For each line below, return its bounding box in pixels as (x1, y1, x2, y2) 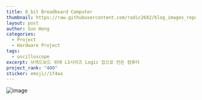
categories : (6, 31, 36, 37)
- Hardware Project (11, 43, 61, 49)
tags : (6, 48, 20, 54)
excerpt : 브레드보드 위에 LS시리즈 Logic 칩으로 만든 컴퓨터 (6, 59, 140, 65)
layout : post (6, 20, 39, 26)
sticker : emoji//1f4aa (6, 70, 63, 77)
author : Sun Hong (6, 25, 50, 32)
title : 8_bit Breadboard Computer (6, 8, 93, 15)
